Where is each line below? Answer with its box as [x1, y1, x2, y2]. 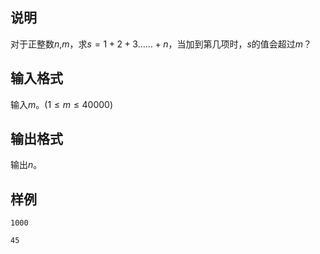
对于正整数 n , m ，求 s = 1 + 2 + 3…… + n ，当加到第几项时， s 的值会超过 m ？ [10, 38, 313, 50]
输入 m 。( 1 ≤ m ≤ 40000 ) [10, 98, 114, 110]
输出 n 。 [10, 159, 43, 171]
